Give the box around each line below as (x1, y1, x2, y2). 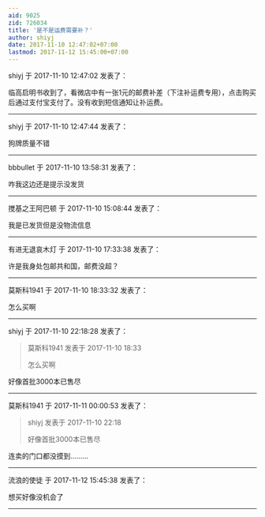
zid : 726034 (8, 19, 47, 27)
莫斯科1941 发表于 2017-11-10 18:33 (27, 343, 142, 352)
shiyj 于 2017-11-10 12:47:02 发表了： (8, 71, 129, 80)
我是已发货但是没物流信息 (8, 220, 91, 230)
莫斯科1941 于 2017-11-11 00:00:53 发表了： (8, 401, 148, 410)
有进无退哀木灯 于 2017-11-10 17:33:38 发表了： (8, 245, 162, 253)
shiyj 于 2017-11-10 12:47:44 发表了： (8, 122, 129, 131)
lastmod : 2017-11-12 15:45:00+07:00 (8, 48, 129, 56)
